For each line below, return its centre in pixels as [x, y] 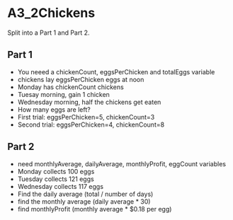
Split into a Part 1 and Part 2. [49, 33]
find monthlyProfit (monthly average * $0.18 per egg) [95, 209]
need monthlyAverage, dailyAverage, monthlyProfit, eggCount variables [122, 163]
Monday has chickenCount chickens [70, 87]
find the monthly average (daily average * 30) [84, 201]
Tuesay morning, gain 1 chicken [63, 94]
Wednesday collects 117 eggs [61, 186]
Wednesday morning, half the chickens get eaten [89, 102]
